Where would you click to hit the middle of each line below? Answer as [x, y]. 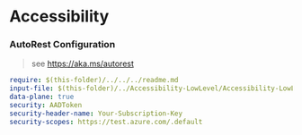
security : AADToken [46, 105]
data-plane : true [42, 97]
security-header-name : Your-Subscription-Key [96, 114]
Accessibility [59, 17]
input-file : [31, 89]
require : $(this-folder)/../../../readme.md [94, 80]
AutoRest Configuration [62, 45]
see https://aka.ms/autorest [83, 63]
